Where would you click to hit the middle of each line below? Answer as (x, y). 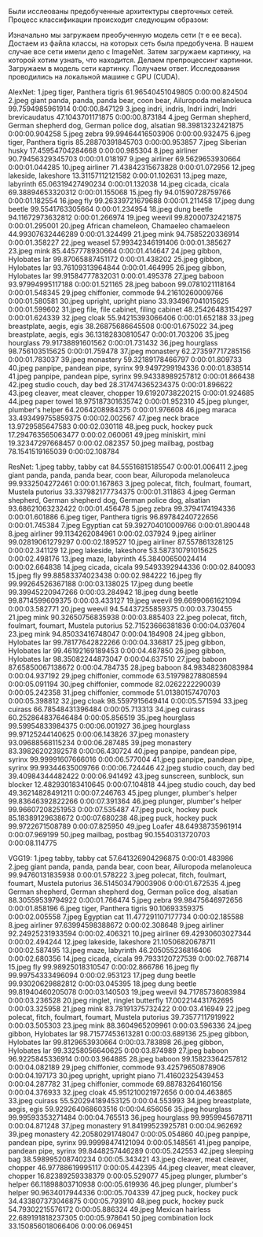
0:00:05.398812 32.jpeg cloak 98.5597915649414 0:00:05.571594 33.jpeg (128, 701)
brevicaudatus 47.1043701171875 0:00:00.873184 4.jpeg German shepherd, (130, 117)
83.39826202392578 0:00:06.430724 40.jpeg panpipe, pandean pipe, (122, 751)
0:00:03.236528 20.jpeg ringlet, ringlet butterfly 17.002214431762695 (121, 1000)
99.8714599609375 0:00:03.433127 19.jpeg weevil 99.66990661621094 (125, 600)
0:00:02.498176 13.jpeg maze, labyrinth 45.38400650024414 (108, 559)
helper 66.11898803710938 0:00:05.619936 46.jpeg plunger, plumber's (123, 1184)
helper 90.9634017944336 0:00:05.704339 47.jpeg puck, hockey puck (123, 1193)
